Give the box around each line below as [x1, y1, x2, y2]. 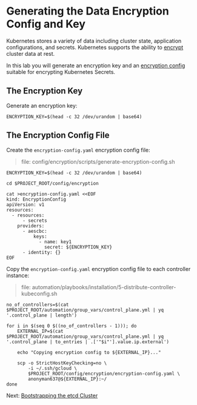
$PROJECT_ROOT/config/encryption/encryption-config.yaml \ [28, 370, 181, 377]
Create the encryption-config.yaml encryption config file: [6, 146, 150, 153]
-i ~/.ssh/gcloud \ [28, 365, 78, 371]
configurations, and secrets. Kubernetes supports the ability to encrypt [6, 44, 184, 51]
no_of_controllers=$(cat [6, 301, 69, 307]
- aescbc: [22, 228, 47, 234]
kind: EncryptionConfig [6, 196, 67, 202]
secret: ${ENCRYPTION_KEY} [44, 244, 113, 250]
